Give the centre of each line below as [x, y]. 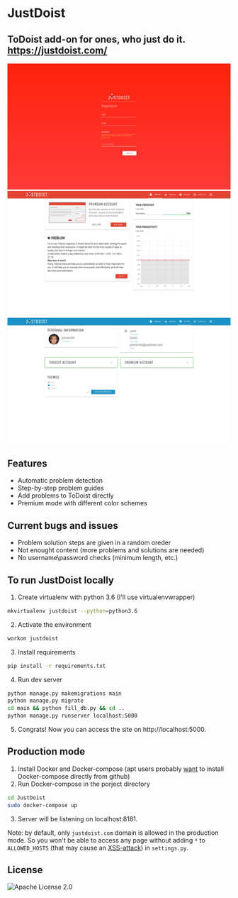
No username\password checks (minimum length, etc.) [98, 558]
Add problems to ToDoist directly [66, 495]
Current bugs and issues [63, 526]
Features [27, 463]
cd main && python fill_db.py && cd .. [66, 708]
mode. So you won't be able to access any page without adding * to [106, 840]
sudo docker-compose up [42, 805]
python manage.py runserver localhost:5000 [73, 716]
